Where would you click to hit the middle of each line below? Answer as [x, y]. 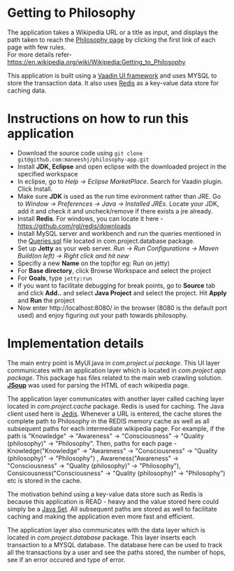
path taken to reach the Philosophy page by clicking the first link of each [111, 39]
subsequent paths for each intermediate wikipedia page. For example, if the [116, 428]
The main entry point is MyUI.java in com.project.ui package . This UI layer [114, 362]
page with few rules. [37, 47]
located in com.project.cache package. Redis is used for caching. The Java [116, 406]
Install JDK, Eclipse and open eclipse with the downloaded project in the [122, 167]
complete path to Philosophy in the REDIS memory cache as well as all [108, 421]
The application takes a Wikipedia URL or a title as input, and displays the [113, 32]
